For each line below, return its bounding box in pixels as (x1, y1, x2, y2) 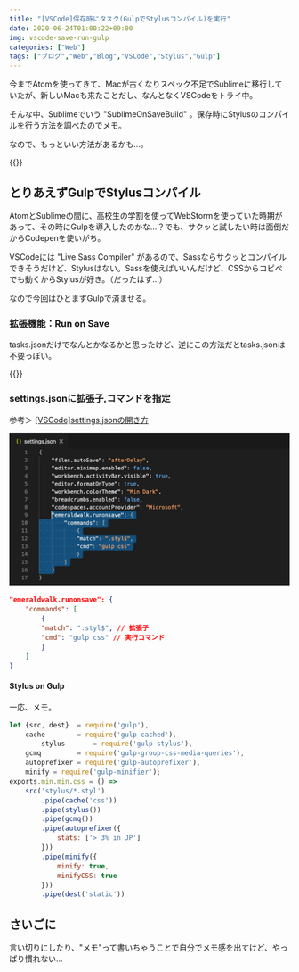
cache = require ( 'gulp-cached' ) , (25, 730, 177, 739)
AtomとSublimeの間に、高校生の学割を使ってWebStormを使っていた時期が (9, 210, 283, 220)
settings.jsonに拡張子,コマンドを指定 (9, 393, 171, 405)
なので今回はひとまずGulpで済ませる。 (9, 293, 151, 303)
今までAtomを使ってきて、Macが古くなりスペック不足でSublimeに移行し (9, 79, 275, 89)
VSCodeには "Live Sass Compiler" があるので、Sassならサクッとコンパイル (9, 251, 287, 262)
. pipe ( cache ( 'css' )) (41, 795, 117, 805)
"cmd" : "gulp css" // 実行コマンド (41, 633, 166, 642)
